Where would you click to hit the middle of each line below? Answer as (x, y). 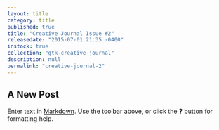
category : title (31, 20)
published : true (31, 27)
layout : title (28, 14)
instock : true (28, 46)
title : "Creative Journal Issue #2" (61, 33)
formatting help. (31, 119)
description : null (34, 60)
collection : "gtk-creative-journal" (61, 53)
